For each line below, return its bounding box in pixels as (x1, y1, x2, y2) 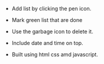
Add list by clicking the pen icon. (11, 5, 92, 12)
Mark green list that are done (11, 17, 83, 23)
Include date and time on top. (11, 40, 84, 46)
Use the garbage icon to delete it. (11, 28, 93, 35)
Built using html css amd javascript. (11, 51, 99, 58)
